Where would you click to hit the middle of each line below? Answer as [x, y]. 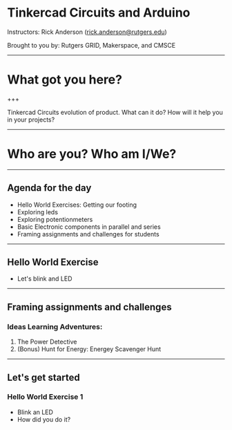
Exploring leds [38, 212]
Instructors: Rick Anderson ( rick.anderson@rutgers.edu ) [87, 32]
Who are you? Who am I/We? [92, 154]
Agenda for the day [49, 188]
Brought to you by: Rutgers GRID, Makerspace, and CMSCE [91, 45]
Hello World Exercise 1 [45, 397]
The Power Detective [47, 342]
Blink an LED [35, 412]
